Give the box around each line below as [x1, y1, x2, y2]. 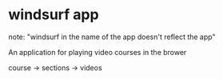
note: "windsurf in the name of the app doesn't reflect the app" [8, 32, 216, 41]
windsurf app [8, 6, 99, 24]
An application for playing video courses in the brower [8, 47, 187, 57]
